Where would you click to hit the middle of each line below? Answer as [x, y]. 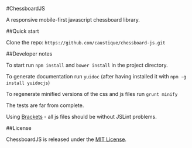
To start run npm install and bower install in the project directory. [87, 65]
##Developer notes [29, 54]
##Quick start [23, 31]
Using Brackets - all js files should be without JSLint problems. [81, 117]
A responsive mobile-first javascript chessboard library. [73, 20]
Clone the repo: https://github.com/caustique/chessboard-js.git [86, 42]
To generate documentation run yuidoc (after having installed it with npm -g [96, 76]
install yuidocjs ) [28, 82]
